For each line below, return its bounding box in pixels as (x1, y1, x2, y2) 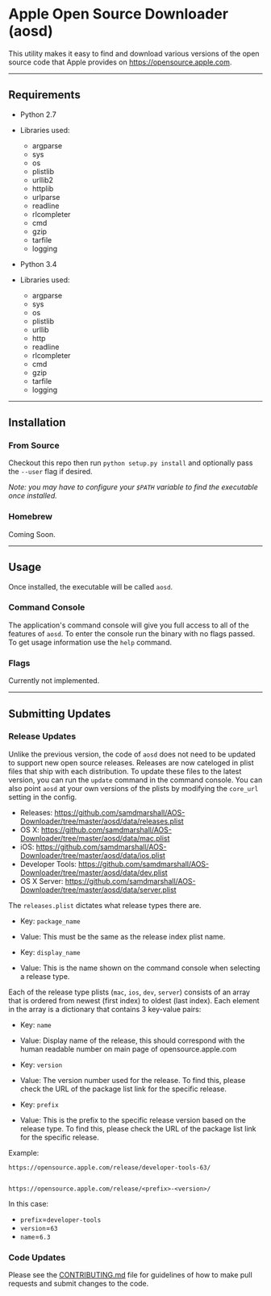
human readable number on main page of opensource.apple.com (19, 1044, 237, 1053)
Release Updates (8, 731, 77, 742)
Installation (8, 416, 66, 430)
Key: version (19, 1060, 63, 1069)
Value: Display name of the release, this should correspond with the (19, 1036, 245, 1045)
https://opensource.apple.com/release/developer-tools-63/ (8, 1163, 211, 1172)
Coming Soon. (8, 529, 56, 539)
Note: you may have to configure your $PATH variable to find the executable (8, 482, 258, 492)
